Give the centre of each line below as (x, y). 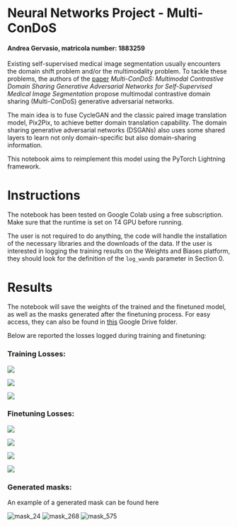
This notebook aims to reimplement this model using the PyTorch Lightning (116, 159)
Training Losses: (36, 354)
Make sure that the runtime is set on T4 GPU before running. (95, 222)
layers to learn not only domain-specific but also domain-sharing (102, 138)
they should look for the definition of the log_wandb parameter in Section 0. (116, 259)
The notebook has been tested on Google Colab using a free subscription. (115, 215)
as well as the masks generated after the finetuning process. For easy (109, 314)
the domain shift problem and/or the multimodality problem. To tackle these (117, 72)
